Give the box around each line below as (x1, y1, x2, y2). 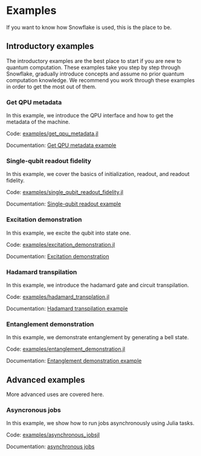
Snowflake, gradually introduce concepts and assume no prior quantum (6, 70, 185, 77)
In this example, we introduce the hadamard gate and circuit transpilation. (6, 281, 189, 288)
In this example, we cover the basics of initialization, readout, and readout (6, 171, 190, 178)
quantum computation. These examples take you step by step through (6, 64, 181, 71)
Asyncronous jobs (6, 406, 62, 414)
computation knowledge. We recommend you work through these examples (6, 76, 195, 83)
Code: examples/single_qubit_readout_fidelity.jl (6, 189, 124, 196)
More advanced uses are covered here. (6, 391, 104, 398)
